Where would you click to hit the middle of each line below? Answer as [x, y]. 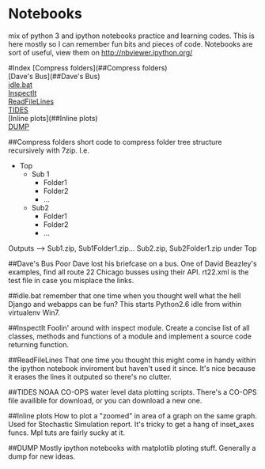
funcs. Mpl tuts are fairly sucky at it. [66, 433]
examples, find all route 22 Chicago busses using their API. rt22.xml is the [129, 272]
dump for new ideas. [42, 456]
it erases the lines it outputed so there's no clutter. [90, 376]
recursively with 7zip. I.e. [49, 150]
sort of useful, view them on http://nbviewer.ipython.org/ [100, 52]
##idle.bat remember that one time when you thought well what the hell [125, 295]
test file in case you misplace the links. [71, 280]
